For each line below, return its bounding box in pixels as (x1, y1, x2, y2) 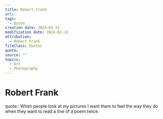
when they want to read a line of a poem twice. (5, 108, 99, 114)
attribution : (5, 35, 32, 40)
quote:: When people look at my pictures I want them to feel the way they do (5, 103, 158, 109)
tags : (5, 16, 16, 21)
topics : (5, 57, 21, 62)
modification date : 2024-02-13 (5, 30, 69, 35)
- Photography (9, 66, 38, 71)
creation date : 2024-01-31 (5, 25, 60, 30)
